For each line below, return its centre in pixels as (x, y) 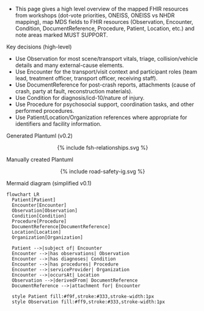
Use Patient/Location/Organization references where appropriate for (101, 117)
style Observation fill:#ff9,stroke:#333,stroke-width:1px (89, 302)
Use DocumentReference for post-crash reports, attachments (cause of (105, 85)
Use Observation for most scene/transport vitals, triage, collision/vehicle (107, 59)
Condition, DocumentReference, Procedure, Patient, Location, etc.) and (105, 28)
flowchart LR (23, 194)
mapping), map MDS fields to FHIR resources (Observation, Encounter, (104, 22)
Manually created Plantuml (40, 159)
